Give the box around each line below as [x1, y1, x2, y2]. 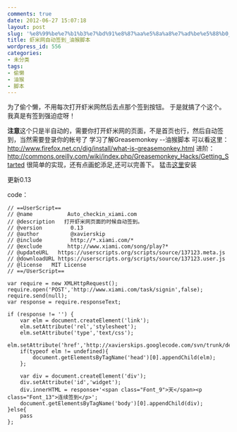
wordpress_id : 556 [7, 43, 61, 50]
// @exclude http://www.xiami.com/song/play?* [7, 243, 169, 251]
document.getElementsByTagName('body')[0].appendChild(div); [20, 400, 203, 407]
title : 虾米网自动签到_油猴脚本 [7, 37, 91, 44]
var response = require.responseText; [7, 299, 121, 306]
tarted [7, 160, 25, 169]
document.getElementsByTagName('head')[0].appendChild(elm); [32, 354, 217, 361]
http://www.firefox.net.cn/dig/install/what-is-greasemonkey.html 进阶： [7, 144, 215, 152]
